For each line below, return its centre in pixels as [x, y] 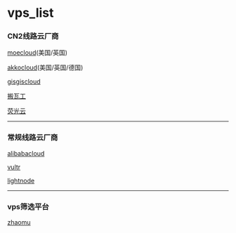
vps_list [31, 13]
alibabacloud [26, 153]
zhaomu [19, 222]
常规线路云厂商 [33, 138]
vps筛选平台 [28, 206]
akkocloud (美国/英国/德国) [45, 67]
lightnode [21, 180]
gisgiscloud [24, 81]
